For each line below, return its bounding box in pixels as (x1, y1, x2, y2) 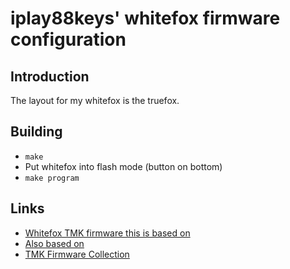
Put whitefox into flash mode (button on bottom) (24, 160, 223, 172)
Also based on (24, 237, 85, 249)
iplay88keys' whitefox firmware (10, 7, 281, 30)
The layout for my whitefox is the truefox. (10, 95, 180, 106)
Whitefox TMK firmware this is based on (24, 227, 191, 239)
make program (24, 173, 80, 183)
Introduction (10, 68, 90, 85)
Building (10, 123, 63, 141)
